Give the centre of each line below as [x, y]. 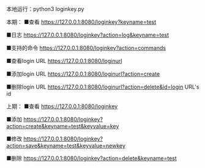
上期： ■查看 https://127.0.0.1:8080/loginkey [62, 106]
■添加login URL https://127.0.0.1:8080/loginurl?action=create [83, 74]
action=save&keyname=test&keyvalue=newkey [66, 146]
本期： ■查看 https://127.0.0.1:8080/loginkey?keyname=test [81, 22]
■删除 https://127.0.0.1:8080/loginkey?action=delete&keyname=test [92, 158]
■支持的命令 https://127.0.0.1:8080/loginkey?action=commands [86, 48]
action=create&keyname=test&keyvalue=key [63, 126]
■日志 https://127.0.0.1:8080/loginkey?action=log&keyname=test [88, 35]
